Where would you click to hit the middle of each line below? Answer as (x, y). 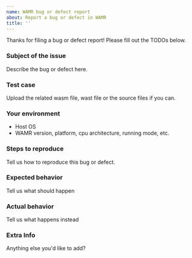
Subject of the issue (36, 56)
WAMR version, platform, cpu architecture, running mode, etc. (92, 133)
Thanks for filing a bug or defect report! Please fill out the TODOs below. (96, 40)
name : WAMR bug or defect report (48, 12)
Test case (21, 85)
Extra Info (21, 235)
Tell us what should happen (40, 190)
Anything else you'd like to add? (46, 248)
